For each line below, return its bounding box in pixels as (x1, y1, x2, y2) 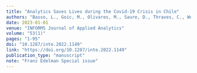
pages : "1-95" (6, 36, 41, 42)
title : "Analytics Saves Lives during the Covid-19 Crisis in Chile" (6, 8, 180, 15)
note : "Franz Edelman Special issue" (6, 58, 98, 64)
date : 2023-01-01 (6, 19, 49, 25)
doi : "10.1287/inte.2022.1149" (6, 42, 83, 48)
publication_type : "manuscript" (6, 52, 85, 58)
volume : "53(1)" (6, 31, 46, 36)
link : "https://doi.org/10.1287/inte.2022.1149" (6, 47, 127, 53)
